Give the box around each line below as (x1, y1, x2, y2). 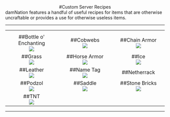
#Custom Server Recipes (59, 4, 111, 10)
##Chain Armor (120, 36, 157, 44)
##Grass (21, 53, 42, 60)
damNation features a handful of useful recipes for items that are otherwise (5, 9, 162, 15)
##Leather (19, 66, 45, 73)
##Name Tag (69, 66, 101, 73)
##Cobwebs (70, 36, 100, 44)
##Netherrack (121, 69, 155, 75)
